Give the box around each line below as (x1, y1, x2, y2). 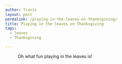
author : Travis (5, 7, 37, 12)
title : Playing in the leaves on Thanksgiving (5, 21, 104, 26)
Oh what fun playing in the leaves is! (17, 53, 92, 59)
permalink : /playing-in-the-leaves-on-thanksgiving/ (5, 16, 117, 21)
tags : (5, 26, 16, 31)
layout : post (5, 12, 32, 17)
